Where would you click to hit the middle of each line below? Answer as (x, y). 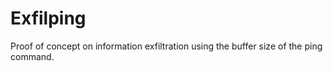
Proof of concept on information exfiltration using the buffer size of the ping (166, 46)
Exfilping (48, 18)
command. (32, 56)
